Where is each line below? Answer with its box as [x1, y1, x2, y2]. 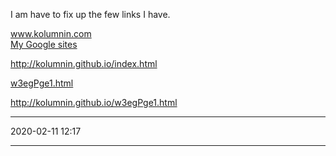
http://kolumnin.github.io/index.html [10, 58, 158, 69]
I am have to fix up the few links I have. [10, 9, 171, 20]
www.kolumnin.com [10, 28, 92, 39]
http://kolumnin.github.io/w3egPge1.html [10, 97, 178, 108]
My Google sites [10, 39, 78, 50]
